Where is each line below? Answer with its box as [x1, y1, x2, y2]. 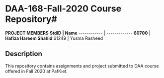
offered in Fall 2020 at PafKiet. [5, 68, 68, 74]
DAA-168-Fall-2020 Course [5, 3, 122, 14]
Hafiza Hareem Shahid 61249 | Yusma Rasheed [5, 35, 103, 41]
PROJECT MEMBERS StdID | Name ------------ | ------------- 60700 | [5, 30, 151, 36]
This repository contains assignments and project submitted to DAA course [5, 63, 159, 69]
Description [5, 50, 42, 58]
